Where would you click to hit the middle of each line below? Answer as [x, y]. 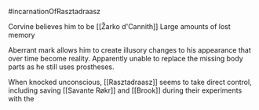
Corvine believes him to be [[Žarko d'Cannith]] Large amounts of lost [120, 26]
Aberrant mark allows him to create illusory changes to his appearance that [129, 50]
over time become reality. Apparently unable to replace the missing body [126, 59]
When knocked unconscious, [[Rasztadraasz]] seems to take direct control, [130, 82]
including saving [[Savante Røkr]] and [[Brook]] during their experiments [125, 90]
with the [21, 99]
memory [22, 35]
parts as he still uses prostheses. [62, 67]
